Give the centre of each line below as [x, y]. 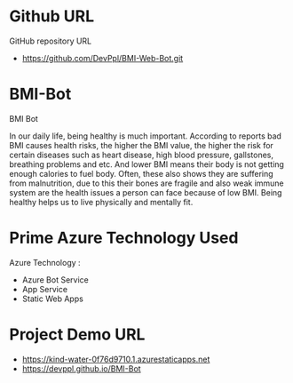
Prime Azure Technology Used [124, 238]
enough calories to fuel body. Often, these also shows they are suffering [141, 173]
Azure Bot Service [55, 279]
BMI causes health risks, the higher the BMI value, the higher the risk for [141, 145]
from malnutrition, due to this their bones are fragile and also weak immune [146, 183]
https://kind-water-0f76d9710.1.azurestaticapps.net [116, 359]
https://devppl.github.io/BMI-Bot [81, 368]
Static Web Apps [53, 299]
